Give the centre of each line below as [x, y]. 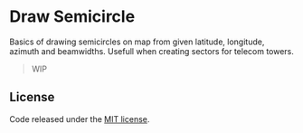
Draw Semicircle [72, 17]
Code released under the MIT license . [80, 119]
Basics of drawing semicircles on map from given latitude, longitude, [137, 42]
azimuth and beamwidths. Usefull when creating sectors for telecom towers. [151, 51]
